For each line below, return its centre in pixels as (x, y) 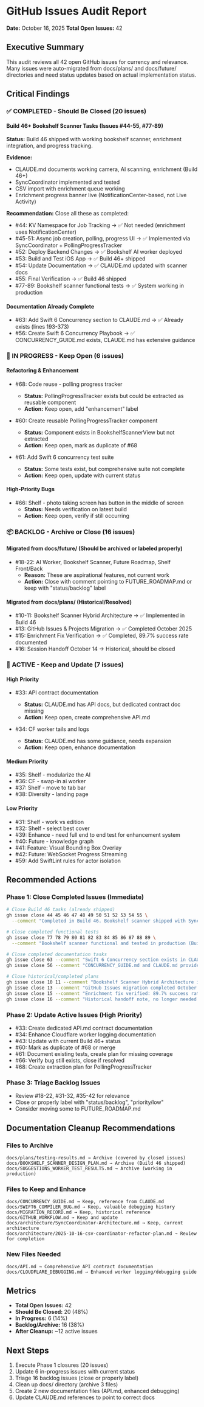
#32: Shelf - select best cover (52, 828)
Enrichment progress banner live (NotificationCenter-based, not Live (101, 195)
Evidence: (19, 158)
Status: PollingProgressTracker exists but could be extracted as (104, 396)
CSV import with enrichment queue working (70, 189)
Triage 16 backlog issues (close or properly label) (76, 1378)
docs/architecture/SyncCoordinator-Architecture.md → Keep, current (95, 1223)
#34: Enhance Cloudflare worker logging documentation (86, 1034)
